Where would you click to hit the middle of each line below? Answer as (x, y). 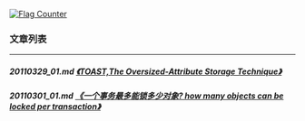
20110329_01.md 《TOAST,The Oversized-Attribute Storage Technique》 (146, 71)
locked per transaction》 (55, 107)
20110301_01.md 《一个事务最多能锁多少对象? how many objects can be (147, 96)
